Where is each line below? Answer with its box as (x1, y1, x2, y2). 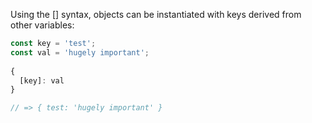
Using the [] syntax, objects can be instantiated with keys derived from (10, 9, 302, 20)
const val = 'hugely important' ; (10, 47, 150, 58)
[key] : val (19, 75, 65, 86)
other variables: (10, 19, 75, 31)
